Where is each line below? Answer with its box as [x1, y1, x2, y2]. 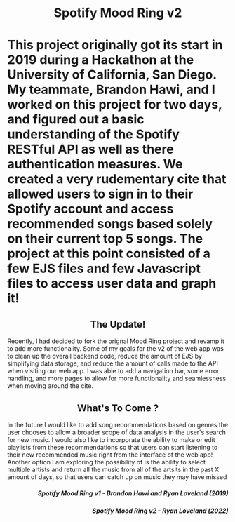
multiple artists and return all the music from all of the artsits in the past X [7, 465, 220, 474]
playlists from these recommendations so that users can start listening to [7, 443, 218, 451]
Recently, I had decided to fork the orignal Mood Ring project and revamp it [7, 337, 224, 345]
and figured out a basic [7, 112, 145, 128]
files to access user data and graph [7, 276, 217, 292]
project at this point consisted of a [7, 246, 210, 262]
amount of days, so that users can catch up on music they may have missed [7, 473, 227, 481]
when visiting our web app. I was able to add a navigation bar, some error [7, 367, 220, 375]
